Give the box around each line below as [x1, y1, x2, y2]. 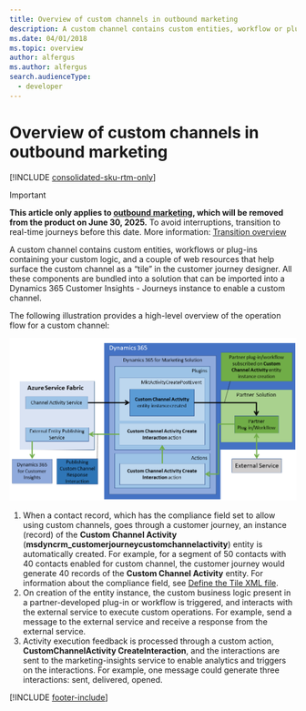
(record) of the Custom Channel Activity [22, 529, 178, 540]
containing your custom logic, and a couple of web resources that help [9, 253, 275, 264]
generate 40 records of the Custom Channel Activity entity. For [22, 567, 264, 578]
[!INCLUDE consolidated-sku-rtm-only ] [9, 171, 157, 182]
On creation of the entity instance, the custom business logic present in [22, 587, 291, 598]
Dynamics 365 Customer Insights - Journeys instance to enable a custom [9, 282, 285, 293]
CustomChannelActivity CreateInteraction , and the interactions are [22, 645, 280, 655]
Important [9, 189, 46, 200]
